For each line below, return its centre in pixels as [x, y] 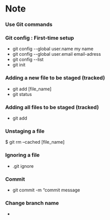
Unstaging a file [25, 131]
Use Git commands [29, 25]
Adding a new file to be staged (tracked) [55, 78]
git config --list [28, 60]
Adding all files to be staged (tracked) [52, 107]
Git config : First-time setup [40, 38]
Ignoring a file [23, 155]
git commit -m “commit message [46, 190]
